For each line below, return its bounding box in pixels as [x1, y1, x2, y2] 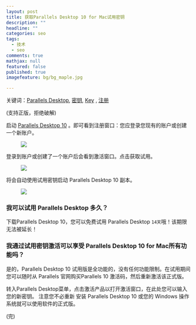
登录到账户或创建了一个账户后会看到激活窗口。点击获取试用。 [6, 153, 156, 160]
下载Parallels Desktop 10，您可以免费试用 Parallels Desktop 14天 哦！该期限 [6, 218, 187, 225]
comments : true [6, 53, 44, 58]
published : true [6, 69, 46, 75]
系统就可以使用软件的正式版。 [6, 300, 78, 307]
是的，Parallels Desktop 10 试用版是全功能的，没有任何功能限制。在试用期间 [6, 265, 191, 272]
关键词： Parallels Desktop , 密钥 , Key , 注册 [6, 97, 109, 104]
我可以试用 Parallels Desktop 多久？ [6, 204, 108, 212]
